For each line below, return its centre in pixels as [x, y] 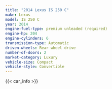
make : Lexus [18, 15]
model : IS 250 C [22, 19]
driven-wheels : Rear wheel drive [41, 48]
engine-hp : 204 [21, 34]
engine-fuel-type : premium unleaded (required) [57, 29]
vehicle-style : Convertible [35, 67]
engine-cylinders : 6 [27, 39]
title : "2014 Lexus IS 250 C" [37, 10]
